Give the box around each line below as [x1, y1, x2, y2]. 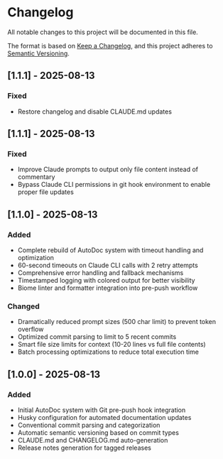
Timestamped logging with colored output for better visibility [17, 276, 195, 284]
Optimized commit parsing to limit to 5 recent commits [17, 333, 177, 341]
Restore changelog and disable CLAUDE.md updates [17, 107, 173, 116]
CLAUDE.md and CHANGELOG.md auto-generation [17, 436, 168, 444]
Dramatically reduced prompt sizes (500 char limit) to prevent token [17, 318, 217, 326]
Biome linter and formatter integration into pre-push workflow [17, 283, 198, 292]
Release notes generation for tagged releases [17, 443, 151, 452]
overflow [17, 325, 44, 334]
